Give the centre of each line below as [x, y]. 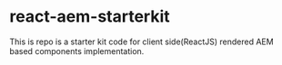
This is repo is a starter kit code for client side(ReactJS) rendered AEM [142, 42]
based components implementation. [77, 51]
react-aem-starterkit [90, 17]
